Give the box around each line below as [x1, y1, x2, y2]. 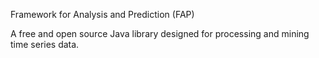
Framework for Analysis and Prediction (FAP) [10, 9, 195, 20]
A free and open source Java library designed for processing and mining [10, 28, 310, 39]
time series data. [10, 39, 80, 50]
